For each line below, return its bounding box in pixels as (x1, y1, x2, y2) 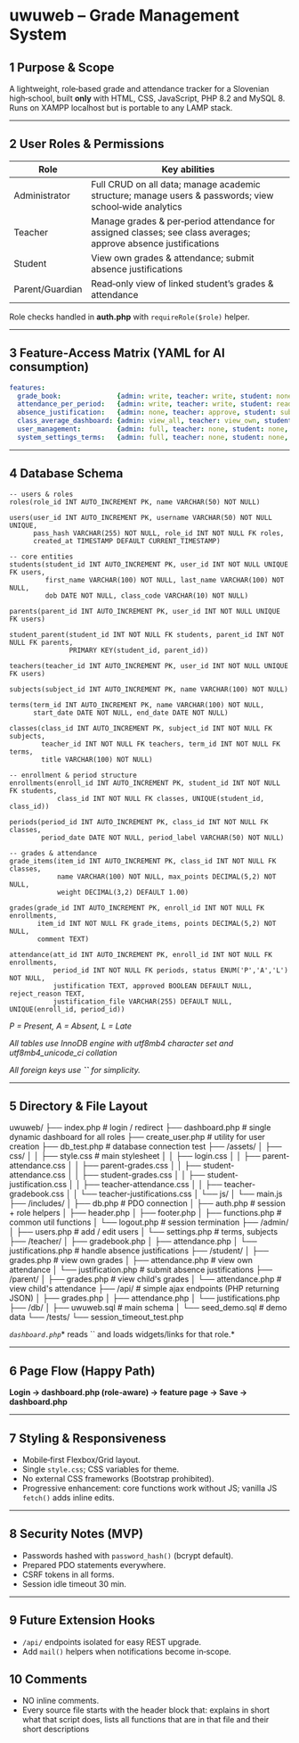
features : (9, 383, 46, 392)
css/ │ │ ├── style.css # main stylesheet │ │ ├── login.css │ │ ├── (9, 1151, 261, 1161)
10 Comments (9, 1672, 87, 1687)
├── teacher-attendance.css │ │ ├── (83, 1179, 222, 1190)
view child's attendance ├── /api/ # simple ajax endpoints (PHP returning (9, 1284, 279, 1294)
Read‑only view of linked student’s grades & (91, 277, 274, 290)
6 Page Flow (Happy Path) (9, 1363, 156, 1378)
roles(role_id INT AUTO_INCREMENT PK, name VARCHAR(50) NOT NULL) (9, 497, 261, 507)
